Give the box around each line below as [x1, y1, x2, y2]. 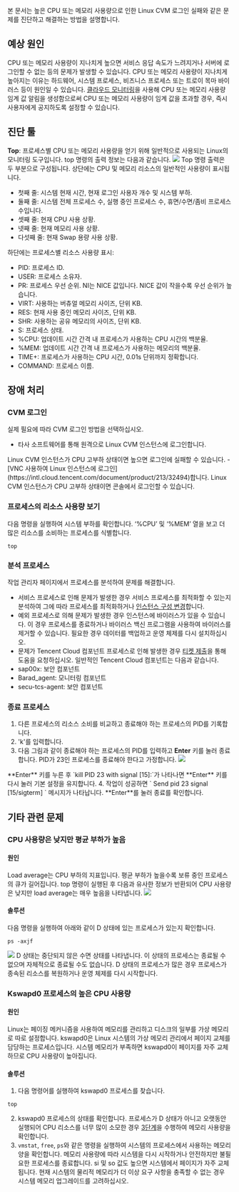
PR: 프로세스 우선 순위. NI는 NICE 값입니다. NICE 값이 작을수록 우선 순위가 [17, 281, 225, 289]
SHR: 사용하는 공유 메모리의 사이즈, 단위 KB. [17, 316, 141, 325]
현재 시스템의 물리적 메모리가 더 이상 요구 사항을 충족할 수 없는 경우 [39, 1168, 225, 1176]
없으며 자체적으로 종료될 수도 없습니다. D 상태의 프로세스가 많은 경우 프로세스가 [7, 960, 227, 968]
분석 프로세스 [7, 560, 50, 570]
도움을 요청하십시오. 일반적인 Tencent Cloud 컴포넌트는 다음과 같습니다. [17, 656, 219, 664]
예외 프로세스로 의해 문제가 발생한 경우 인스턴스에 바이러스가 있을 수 [17, 611, 207, 619]
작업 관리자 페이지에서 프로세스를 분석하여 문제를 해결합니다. [7, 578, 176, 586]
